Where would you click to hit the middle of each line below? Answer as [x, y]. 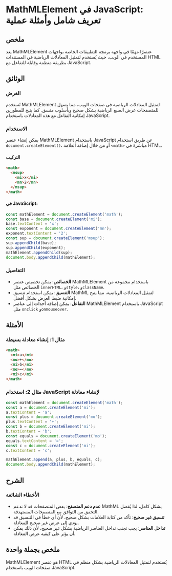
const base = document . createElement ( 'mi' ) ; [54, 219]
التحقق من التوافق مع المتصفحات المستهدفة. [56, 511]
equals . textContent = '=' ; [35, 441]
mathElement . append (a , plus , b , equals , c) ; [54, 460]
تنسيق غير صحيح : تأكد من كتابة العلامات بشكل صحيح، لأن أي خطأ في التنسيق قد [89, 517]
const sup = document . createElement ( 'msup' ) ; [55, 238]
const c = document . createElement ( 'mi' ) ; [51, 446]
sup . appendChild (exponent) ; [36, 247]
